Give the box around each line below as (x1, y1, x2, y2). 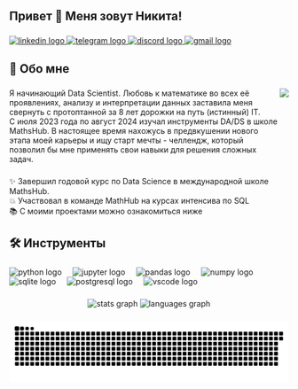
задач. (9, 153, 34, 164)
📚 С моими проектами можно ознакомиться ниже (9, 206, 203, 216)
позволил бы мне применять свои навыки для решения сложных (9, 144, 257, 155)
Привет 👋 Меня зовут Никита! (9, 9, 183, 24)
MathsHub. (9, 185, 51, 196)
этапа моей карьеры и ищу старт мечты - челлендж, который (9, 135, 244, 145)
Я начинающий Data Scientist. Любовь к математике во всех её (9, 88, 250, 98)
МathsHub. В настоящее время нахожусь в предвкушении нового (9, 125, 259, 136)
